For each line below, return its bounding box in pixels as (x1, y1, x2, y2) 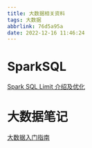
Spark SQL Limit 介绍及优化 (7, 83, 85, 91)
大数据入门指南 (7, 134, 50, 142)
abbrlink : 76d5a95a (7, 23, 64, 30)
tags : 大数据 (7, 17, 42, 23)
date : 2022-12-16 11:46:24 (7, 29, 85, 36)
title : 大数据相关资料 (7, 10, 66, 17)
